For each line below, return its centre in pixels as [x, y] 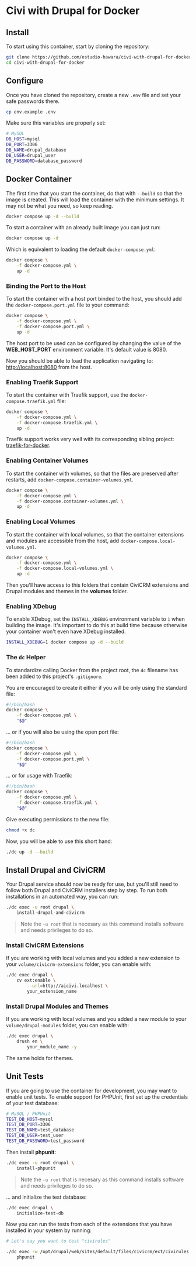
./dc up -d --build [30, 852]
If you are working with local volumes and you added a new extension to [93, 958]
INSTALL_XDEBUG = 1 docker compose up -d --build [65, 642]
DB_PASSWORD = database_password [44, 161]
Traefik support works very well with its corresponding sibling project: [90, 439]
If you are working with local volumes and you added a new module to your [96, 1019]
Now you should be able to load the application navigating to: [80, 360]
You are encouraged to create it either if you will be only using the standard [97, 687]
